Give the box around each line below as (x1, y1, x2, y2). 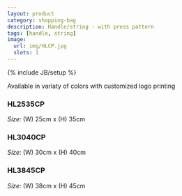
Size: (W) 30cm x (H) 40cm (7, 148, 86, 157)
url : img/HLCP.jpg (13, 43, 68, 50)
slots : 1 (13, 50, 39, 56)
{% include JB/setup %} (7, 68, 77, 77)
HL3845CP (7, 165, 45, 175)
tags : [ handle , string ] (7, 29, 77, 37)
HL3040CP (7, 133, 46, 142)
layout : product (7, 10, 54, 17)
